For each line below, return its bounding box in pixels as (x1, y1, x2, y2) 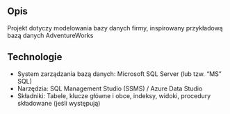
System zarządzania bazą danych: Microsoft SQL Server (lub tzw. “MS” (17, 69, 222, 78)
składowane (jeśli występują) (17, 99, 101, 107)
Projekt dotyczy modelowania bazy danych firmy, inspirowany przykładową (7, 23, 224, 32)
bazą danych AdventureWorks (7, 31, 94, 39)
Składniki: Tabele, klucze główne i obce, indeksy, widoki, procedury (17, 91, 211, 99)
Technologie (7, 51, 63, 63)
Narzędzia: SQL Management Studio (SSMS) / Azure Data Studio (17, 84, 203, 93)
